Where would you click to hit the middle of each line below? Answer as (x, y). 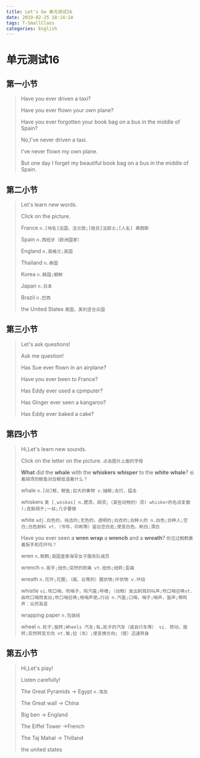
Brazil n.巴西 (36, 298)
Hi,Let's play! (37, 668)
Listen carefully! (41, 680)
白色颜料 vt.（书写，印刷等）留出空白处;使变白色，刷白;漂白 (94, 527)
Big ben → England (44, 714)
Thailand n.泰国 (39, 263)
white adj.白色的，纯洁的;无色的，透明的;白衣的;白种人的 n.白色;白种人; (102, 520)
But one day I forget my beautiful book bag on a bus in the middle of (105, 163)
